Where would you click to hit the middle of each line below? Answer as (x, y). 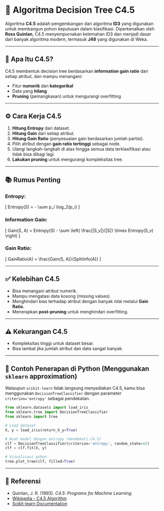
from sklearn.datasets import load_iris (47, 408)
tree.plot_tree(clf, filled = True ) (40, 461)
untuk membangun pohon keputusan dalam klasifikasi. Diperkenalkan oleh (80, 28)
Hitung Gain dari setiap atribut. (43, 133)
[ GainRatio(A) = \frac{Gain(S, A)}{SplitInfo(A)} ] (53, 259)
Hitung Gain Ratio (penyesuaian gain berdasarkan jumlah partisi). (78, 138)
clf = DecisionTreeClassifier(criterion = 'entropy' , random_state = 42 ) (77, 443)
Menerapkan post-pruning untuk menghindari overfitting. (70, 311)
